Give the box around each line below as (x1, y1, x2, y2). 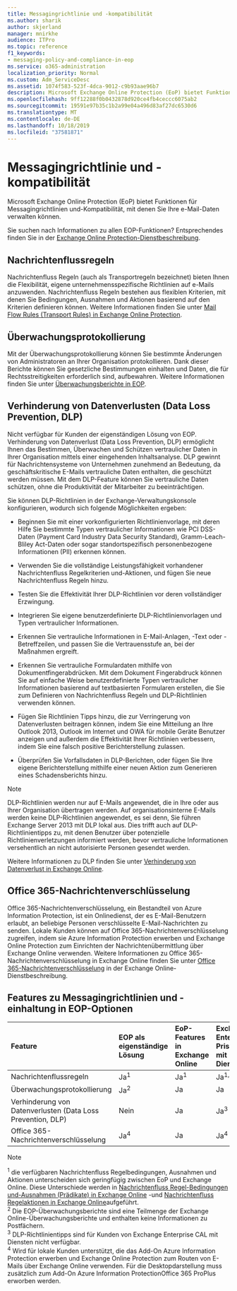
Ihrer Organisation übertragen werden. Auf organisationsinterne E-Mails (7, 806, 217, 814)
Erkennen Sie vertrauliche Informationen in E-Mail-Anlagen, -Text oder (17, 632, 222, 640)
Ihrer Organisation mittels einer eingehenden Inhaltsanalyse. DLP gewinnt (7, 452, 221, 461)
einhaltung (7, 1003, 56, 1015)
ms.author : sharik (7, 17, 61, 24)
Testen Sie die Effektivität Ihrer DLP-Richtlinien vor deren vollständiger (17, 589, 222, 598)
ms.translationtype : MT (7, 109, 78, 116)
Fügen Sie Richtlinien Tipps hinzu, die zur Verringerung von (17, 712, 190, 721)
